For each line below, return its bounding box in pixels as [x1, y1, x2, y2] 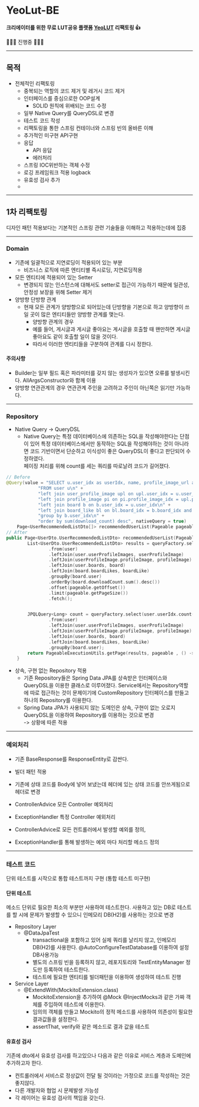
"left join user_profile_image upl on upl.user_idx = [37, 490, 174, 497]
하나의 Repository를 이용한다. [23, 697, 93, 704]
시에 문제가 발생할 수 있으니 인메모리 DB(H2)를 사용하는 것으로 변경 [18, 911, 174, 918]
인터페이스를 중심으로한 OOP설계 [23, 94, 101, 101]
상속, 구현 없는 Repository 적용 [14, 667, 87, 674]
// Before [6, 474, 31, 480]
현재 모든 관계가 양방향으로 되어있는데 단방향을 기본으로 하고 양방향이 [23, 303, 184, 310]
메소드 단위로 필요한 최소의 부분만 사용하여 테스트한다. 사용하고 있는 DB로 [6, 904, 176, 911]
